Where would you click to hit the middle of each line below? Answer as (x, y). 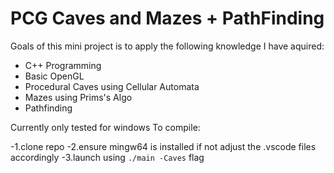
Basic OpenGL (54, 76)
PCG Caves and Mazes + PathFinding (167, 18)
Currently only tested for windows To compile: (105, 127)
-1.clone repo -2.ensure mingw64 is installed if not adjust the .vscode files (163, 146)
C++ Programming (63, 65)
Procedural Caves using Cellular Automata (112, 86)
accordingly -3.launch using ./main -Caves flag (107, 157)
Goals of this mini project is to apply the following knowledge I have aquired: (167, 46)
